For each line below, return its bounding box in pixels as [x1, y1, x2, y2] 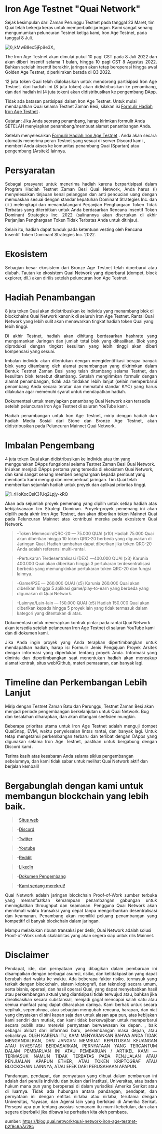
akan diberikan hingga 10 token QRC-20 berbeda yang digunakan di [16, 535, 152, 541]
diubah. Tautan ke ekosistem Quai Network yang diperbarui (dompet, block [5, 270, 157, 275]
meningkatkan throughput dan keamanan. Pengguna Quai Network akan [5, 902, 157, 908]
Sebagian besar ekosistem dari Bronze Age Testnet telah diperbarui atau [5, 264, 157, 270]
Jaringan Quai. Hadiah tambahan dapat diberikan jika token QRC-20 [16, 541, 152, 547]
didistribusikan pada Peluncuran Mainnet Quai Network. [5, 423, 116, 429]
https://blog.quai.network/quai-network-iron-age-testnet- [22, 1118, 137, 1124]
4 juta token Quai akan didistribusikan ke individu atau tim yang [5, 456, 131, 462]
